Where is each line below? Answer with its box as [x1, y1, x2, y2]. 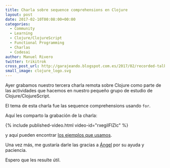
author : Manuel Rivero [5, 54, 53, 60]
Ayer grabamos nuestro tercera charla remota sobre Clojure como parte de [5, 82, 161, 88]
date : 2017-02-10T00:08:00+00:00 [5, 17, 76, 22]
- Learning [10, 31, 33, 36]
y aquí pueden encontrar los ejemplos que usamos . [5, 132, 112, 138]
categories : [5, 21, 30, 27]
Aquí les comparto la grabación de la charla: [5, 113, 98, 119]
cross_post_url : [5, 64, 39, 69]
